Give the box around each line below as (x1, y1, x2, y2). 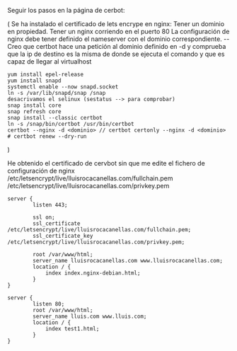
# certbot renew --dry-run (7, 133, 87, 140)
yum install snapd (7, 77, 62, 84)
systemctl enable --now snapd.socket (7, 84, 119, 91)
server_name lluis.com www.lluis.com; (33, 313, 147, 320)
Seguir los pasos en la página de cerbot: (7, 6, 125, 14)
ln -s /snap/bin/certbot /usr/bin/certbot (7, 120, 134, 127)
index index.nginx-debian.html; (45, 270, 141, 277)
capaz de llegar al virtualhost (7, 57, 92, 66)
